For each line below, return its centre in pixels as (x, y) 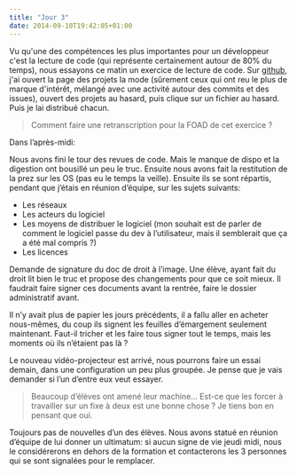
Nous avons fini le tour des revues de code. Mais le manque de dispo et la (145, 159)
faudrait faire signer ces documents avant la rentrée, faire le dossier (133, 288)
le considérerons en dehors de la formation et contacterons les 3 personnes (148, 451)
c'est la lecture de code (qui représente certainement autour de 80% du (141, 60)
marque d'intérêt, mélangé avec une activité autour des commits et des (139, 89)
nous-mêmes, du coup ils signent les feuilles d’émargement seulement (138, 324)
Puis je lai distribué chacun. (59, 107)
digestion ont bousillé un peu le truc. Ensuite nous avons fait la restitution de (148, 169)
